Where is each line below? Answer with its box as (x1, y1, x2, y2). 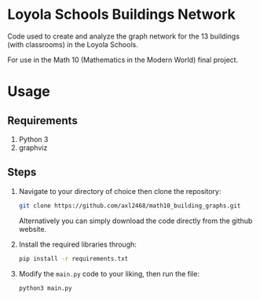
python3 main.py (18, 284, 72, 292)
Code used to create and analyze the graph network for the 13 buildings (7, 31, 240, 41)
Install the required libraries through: (18, 240, 137, 249)
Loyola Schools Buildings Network (7, 5, 236, 24)
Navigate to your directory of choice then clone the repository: (18, 186, 222, 196)
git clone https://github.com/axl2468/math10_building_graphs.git (18, 202, 241, 210)
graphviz (18, 143, 48, 152)
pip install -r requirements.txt (18, 254, 129, 262)
